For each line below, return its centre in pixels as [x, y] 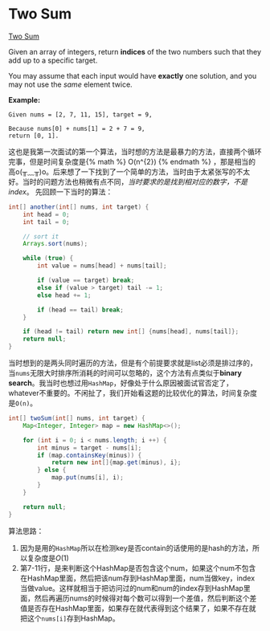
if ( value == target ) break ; [86, 281]
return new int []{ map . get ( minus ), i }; [116, 462]
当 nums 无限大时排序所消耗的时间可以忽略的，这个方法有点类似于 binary [125, 373]
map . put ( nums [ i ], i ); [88, 478]
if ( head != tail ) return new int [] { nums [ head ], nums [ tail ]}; [131, 332]
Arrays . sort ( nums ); [55, 244]
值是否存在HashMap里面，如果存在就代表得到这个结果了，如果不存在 [134, 608]
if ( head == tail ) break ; [81, 310]
